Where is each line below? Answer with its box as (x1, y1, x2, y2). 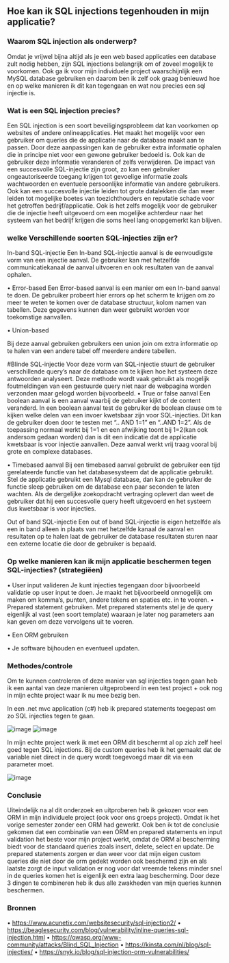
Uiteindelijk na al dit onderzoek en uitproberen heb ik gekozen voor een (7, 806, 208, 814)
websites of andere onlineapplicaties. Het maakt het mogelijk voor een (7, 128, 206, 136)
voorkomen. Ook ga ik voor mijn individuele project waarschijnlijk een (7, 66, 203, 75)
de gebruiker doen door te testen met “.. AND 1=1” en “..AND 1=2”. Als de (7, 418, 211, 427)
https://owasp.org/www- (51, 934, 122, 942)
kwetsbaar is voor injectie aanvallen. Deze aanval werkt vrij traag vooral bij (7, 440, 217, 448)
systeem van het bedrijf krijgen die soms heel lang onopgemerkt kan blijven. (7, 216, 222, 224)
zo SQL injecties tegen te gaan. (7, 711, 95, 720)
